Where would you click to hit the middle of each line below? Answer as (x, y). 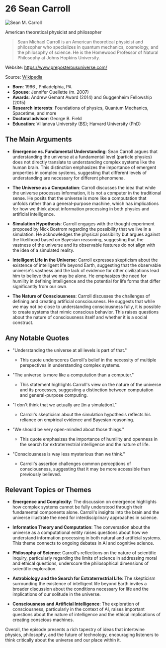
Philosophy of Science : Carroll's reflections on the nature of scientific (84, 553)
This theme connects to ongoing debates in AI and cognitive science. (83, 543)
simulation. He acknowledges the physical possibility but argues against (86, 234)
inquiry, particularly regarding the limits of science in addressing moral (85, 558)
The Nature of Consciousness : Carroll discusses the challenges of (81, 296)
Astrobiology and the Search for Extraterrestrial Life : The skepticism (84, 578)
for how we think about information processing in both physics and (81, 209)
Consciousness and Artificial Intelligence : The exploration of (76, 604)
